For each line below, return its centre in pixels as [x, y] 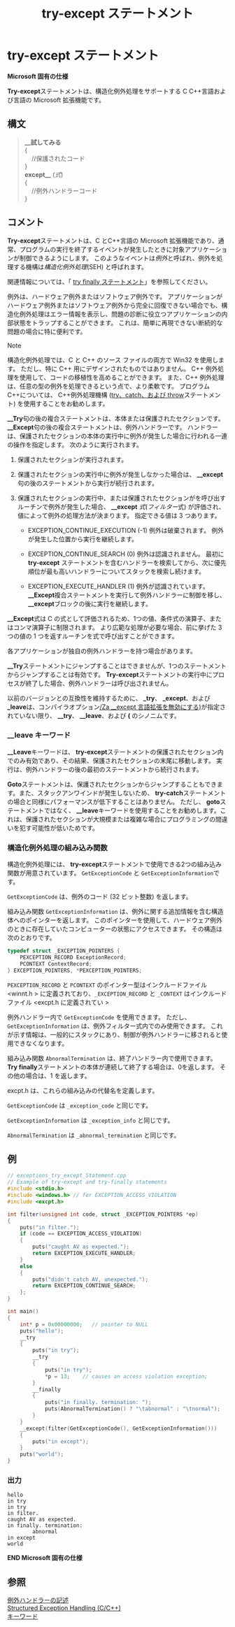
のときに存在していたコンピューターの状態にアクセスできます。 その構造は [115, 929]
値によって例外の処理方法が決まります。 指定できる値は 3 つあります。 [119, 515]
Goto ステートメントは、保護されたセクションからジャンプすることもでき [112, 784]
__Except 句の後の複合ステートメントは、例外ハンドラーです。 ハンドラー [113, 427]
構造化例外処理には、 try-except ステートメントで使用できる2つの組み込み [115, 864]
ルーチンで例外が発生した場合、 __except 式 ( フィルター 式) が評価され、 [121, 506]
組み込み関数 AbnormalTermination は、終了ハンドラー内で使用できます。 [112, 1058]
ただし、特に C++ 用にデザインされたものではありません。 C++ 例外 [119, 368]
